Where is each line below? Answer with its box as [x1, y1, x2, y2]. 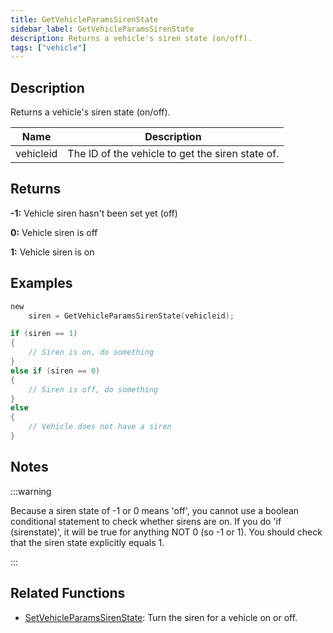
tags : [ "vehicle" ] [10, 42, 87, 53]
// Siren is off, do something [28, 384, 159, 395]
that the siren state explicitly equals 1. [10, 536, 165, 548]
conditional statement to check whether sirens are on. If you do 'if [10, 515, 282, 527]
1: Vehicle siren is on [10, 246, 95, 258]
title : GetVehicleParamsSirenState [10, 14, 159, 25]
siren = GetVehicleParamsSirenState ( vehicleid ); [28, 311, 235, 321]
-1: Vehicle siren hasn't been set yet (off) [10, 207, 178, 219]
